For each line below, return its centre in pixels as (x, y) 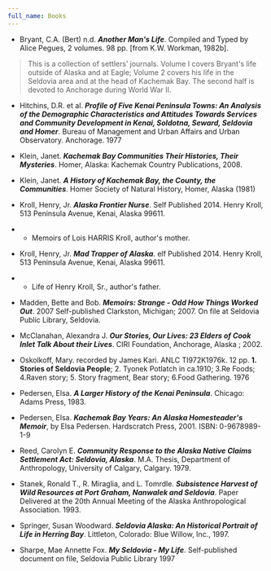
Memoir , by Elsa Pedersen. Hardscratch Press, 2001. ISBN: (118, 426)
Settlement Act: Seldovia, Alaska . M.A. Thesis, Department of (125, 459)
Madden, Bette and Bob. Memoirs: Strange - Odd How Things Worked (139, 302)
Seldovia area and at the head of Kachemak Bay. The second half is (141, 81)
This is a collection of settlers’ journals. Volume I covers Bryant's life (142, 64)
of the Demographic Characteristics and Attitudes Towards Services (138, 114)
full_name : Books (37, 16)
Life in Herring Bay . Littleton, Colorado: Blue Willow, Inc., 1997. (124, 534)
